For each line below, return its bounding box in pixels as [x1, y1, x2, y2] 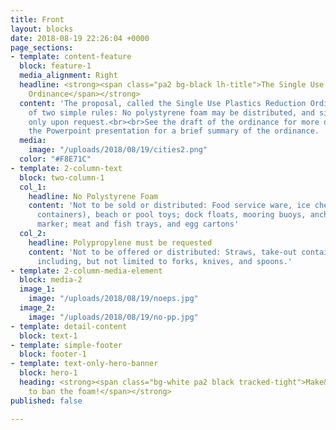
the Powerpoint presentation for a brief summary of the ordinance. [28, 126, 320, 136]
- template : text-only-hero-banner [10, 359, 159, 369]
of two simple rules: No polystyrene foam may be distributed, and [28, 107, 315, 118]
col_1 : [19, 182, 47, 192]
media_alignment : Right [19, 71, 118, 81]
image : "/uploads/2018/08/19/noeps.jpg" [28, 294, 199, 304]
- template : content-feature [10, 52, 132, 62]
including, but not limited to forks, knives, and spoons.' [36, 256, 293, 266]
